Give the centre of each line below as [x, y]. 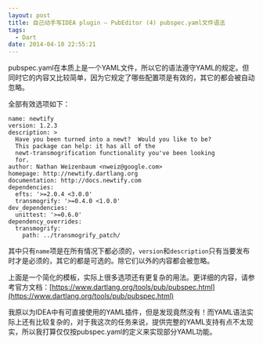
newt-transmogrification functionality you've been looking [115, 154]
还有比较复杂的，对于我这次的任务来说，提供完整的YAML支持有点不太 [134, 322]
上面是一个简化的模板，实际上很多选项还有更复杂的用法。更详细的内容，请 [128, 277]
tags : [17, 30]
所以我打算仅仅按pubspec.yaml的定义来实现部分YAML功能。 [119, 332]
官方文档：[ [33, 288]
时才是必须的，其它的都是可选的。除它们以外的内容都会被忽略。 [111, 261]
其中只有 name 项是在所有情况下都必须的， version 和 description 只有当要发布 [129, 251]
